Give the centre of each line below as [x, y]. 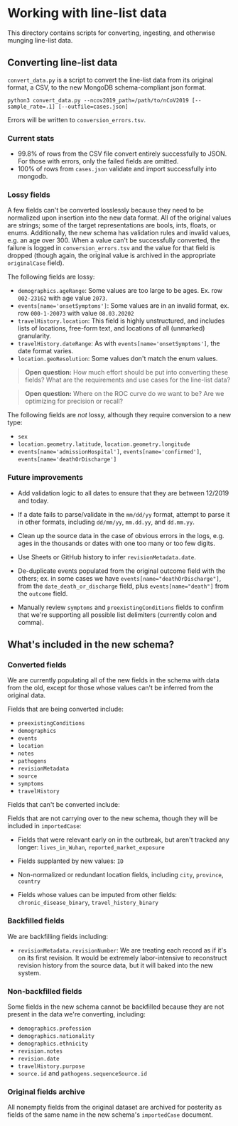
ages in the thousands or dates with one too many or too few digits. [116, 543]
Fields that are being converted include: [66, 709]
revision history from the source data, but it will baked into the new [115, 965]
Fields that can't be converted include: [64, 805]
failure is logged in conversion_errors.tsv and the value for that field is [111, 248]
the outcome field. [43, 593]
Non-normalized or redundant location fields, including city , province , [120, 875]
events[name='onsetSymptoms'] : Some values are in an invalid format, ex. [123, 306]
